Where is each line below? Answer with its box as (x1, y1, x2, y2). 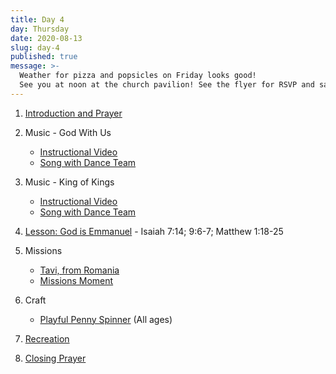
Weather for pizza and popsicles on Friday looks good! (19, 71, 257, 81)
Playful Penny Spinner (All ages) (39, 313, 173, 325)
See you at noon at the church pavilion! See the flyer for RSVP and (19, 80, 315, 90)
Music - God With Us (24, 126, 112, 138)
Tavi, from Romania (39, 264, 120, 276)
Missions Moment (39, 274, 114, 286)
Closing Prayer (24, 352, 87, 364)
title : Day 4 (10, 14, 65, 25)
